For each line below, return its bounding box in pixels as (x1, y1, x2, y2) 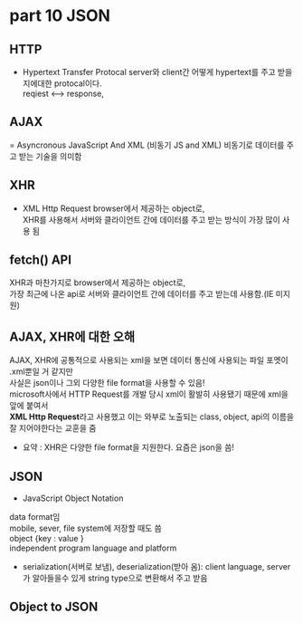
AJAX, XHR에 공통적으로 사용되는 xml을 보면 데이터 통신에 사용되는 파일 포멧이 (9, 355, 289, 366)
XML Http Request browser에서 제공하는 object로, (22, 203, 205, 214)
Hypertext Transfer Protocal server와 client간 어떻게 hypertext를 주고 (22, 67, 276, 77)
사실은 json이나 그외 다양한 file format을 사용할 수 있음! (9, 378, 205, 388)
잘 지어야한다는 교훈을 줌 (9, 423, 97, 434)
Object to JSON (9, 599, 99, 615)
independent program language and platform (9, 542, 177, 553)
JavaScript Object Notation (22, 493, 124, 503)
